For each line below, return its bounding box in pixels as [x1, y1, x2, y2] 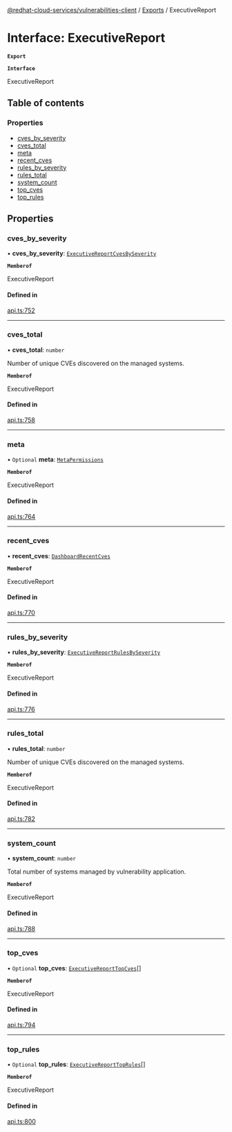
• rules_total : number [7, 744, 66, 752]
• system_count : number [7, 854, 77, 863]
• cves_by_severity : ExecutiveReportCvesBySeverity [7, 249, 157, 258]
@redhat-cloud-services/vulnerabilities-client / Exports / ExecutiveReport [7, 6, 216, 14]
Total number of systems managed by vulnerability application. [7, 867, 186, 876]
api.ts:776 [7, 705, 36, 713]
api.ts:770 [7, 609, 36, 617]
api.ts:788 [7, 924, 36, 932]
